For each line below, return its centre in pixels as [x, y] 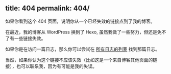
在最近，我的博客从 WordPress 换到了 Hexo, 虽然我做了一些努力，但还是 [81, 32]
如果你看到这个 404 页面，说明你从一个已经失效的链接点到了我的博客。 [80, 21]
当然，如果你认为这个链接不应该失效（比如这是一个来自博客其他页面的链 [81, 60]
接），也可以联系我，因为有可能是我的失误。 [51, 66]
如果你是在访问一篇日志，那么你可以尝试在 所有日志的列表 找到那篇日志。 [82, 49]
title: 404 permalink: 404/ [47, 8]
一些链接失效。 [30, 38]
